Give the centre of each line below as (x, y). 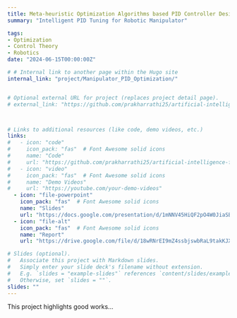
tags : (15, 33)
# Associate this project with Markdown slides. (83, 261)
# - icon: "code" (36, 143)
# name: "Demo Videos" (47, 182)
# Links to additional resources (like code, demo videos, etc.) (105, 129)
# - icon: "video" (38, 169)
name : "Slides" (42, 208)
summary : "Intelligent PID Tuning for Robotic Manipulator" (98, 20)
